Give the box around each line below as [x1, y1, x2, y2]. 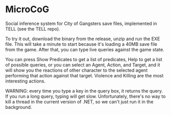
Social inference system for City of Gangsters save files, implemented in [5, 20, 157, 26]
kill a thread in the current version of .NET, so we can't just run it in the [5, 98, 154, 105]
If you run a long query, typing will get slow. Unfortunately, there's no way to [5, 93, 166, 99]
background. [5, 104, 32, 110]
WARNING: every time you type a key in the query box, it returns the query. [5, 88, 163, 94]
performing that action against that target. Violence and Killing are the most [5, 72, 164, 78]
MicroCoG [5, 4, 50, 15]
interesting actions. [5, 78, 46, 84]
